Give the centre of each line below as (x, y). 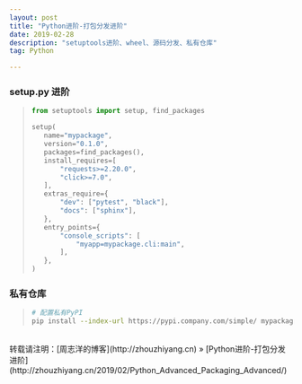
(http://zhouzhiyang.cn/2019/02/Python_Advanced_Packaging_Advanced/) (148, 371)
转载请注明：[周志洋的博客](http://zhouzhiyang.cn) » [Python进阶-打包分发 (147, 349)
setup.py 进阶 (40, 92)
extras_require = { (76, 194)
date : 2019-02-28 (42, 34)
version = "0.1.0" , (76, 144)
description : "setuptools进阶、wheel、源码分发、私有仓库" (113, 43)
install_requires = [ (80, 161)
